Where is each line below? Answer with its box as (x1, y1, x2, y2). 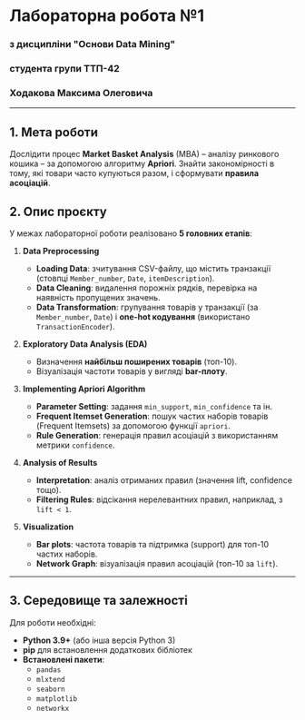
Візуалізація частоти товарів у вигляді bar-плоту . (35, 365, 228, 377)
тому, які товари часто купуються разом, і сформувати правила (9, 168, 260, 179)
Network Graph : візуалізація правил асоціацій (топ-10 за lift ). (35, 557, 279, 568)
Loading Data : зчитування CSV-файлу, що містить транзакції (35, 262, 271, 273)
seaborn (35, 685, 65, 694)
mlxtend (35, 675, 65, 684)
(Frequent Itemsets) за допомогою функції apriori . (35, 419, 231, 431)
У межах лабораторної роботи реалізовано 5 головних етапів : (9, 228, 252, 239)
